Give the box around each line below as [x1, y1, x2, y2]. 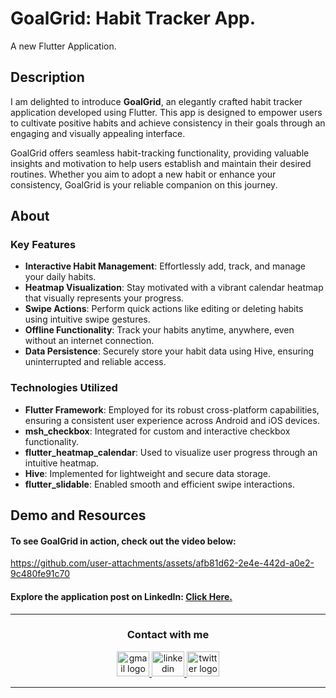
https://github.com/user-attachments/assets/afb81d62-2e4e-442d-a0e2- [10, 557, 315, 569]
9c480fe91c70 [10, 568, 71, 580]
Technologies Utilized [10, 381, 118, 395]
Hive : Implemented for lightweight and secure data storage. [24, 467, 272, 479]
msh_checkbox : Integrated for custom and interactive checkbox [24, 425, 291, 437]
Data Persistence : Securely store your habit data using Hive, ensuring [24, 345, 315, 357]
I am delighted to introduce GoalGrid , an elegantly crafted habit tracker [10, 95, 303, 107]
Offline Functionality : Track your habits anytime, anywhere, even [24, 324, 295, 336]
